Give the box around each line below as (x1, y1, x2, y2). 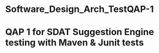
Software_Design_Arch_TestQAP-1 (5, 3, 154, 15)
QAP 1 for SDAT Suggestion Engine (5, 26, 154, 38)
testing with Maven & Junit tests (5, 37, 144, 48)
